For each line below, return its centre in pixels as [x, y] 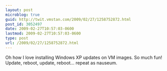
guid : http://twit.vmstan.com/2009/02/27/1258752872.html [68, 19]
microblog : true [22, 15]
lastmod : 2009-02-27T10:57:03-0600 [43, 33]
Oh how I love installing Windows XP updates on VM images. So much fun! [84, 57]
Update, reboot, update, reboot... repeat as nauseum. [61, 63]
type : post [17, 39]
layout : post [19, 10]
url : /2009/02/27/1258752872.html [42, 43]
